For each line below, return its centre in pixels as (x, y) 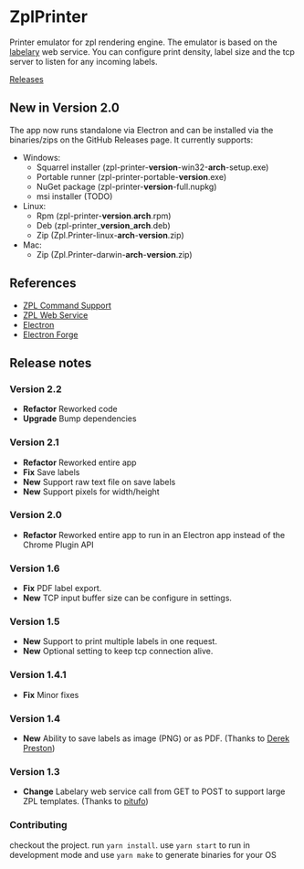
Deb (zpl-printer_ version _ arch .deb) (103, 225)
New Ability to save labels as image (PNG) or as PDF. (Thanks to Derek (156, 738)
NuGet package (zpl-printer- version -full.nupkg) (126, 186)
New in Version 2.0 (65, 108)
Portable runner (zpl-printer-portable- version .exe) (131, 176)
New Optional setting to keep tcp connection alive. (118, 652)
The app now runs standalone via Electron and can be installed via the (142, 130)
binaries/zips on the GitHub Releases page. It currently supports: (131, 140)
